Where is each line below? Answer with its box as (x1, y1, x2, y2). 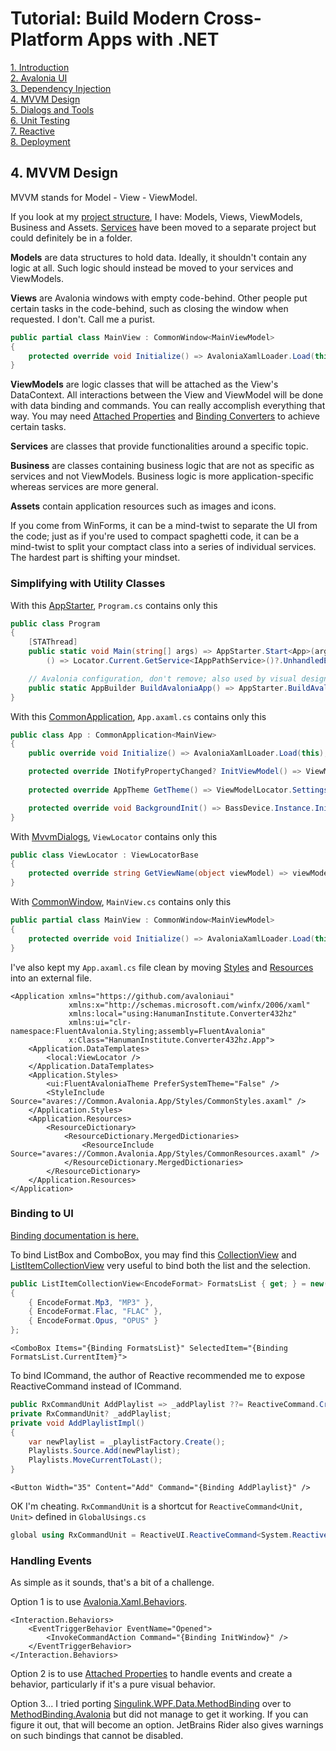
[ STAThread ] (28, 637, 78, 647)
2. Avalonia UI (10, 72, 68, 84)
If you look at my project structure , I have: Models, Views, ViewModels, (10, 210, 303, 222)
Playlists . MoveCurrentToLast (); (28, 1455, 163, 1466)
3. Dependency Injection (10, 82, 112, 94)
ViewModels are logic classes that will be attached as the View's (10, 378, 279, 391)
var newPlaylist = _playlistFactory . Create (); (28, 1437, 226, 1447)
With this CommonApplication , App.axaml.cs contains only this (10, 710, 267, 722)
